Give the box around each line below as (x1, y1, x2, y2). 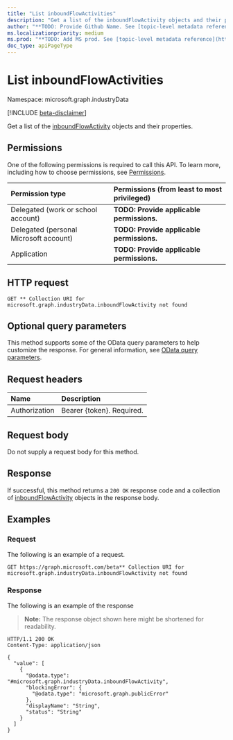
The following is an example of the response (7, 601, 134, 610)
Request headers (7, 373, 83, 385)
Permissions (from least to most (113, 184, 223, 194)
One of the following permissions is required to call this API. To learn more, (7, 160, 221, 169)
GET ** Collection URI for (7, 295, 85, 302)
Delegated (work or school (10, 205, 98, 214)
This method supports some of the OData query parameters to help (7, 338, 200, 347)
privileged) (113, 193, 151, 203)
